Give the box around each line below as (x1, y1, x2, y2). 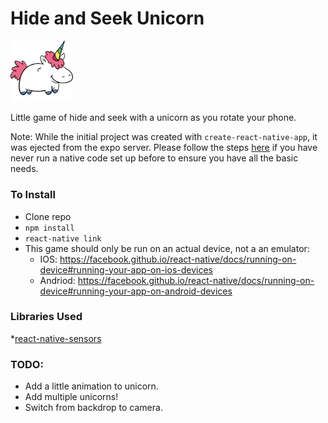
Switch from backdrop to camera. (24, 402, 163, 414)
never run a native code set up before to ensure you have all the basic (10, 152, 299, 164)
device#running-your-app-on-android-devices (39, 285, 233, 297)
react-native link (24, 233, 102, 244)
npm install (24, 223, 75, 233)
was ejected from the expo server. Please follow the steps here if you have (10, 142, 318, 154)
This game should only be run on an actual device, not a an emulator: (24, 242, 310, 254)
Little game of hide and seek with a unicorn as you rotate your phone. (10, 112, 297, 124)
